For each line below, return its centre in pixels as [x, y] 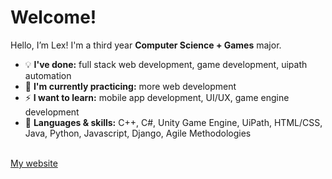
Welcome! [53, 17]
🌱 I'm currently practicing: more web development [130, 86]
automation [48, 75]
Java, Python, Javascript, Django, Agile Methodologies [138, 133]
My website [34, 163]
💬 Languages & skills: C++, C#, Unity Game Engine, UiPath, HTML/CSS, [173, 122]
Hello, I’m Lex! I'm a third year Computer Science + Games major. [146, 45]
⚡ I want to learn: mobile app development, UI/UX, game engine [157, 97]
